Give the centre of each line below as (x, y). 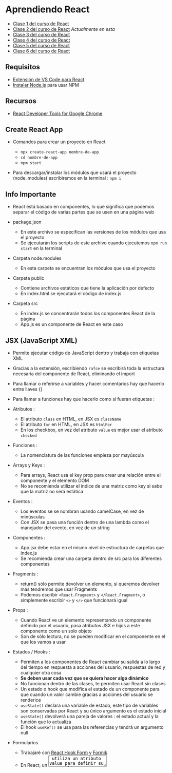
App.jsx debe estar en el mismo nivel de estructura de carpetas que (92, 547)
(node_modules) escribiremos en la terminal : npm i (67, 178)
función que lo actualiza (46, 722)
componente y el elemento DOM (55, 480)
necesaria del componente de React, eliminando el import (74, 374)
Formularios (25, 742)
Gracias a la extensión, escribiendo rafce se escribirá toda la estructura (89, 368)
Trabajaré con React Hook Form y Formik (64, 752)
